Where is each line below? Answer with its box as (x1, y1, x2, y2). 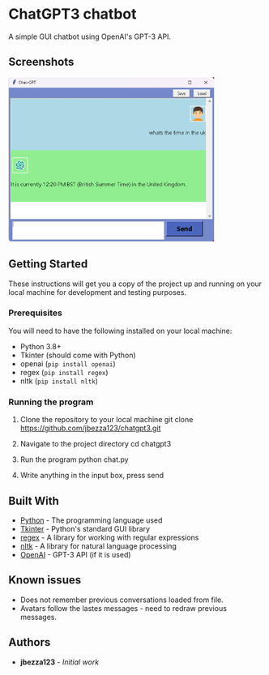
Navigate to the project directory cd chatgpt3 (19, 439, 172, 449)
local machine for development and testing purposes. (8, 287, 187, 297)
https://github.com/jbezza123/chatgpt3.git (19, 423, 161, 434)
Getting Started (8, 257, 88, 271)
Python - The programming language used (19, 515, 163, 525)
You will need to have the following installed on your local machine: (8, 326, 233, 335)
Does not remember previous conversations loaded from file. (19, 595, 224, 605)
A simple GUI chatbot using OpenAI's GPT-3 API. (8, 32, 172, 41)
